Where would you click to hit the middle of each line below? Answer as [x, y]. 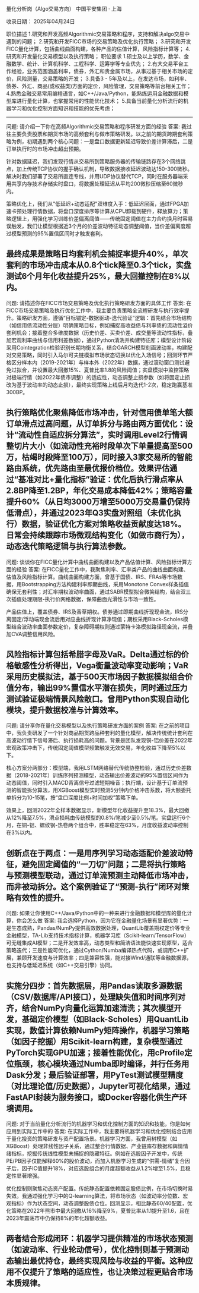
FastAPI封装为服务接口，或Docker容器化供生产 [93, 1097]
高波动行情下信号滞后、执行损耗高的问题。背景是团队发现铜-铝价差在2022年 [99, 740]
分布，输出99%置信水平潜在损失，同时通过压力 [101, 688]
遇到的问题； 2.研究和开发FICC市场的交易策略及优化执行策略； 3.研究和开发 [99, 41]
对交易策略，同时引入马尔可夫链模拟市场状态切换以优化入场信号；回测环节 [97, 355]
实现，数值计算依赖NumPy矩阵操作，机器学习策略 [98, 1030]
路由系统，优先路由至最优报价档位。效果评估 [88, 468]
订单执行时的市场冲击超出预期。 [45, 149]
